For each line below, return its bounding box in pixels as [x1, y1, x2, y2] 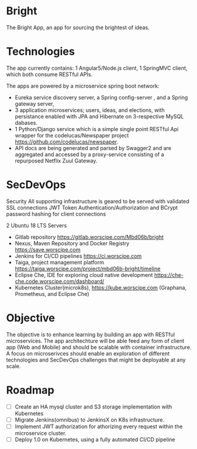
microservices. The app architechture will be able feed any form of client [6, 337, 185, 344]
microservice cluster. [14, 429, 67, 436]
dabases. [14, 119, 37, 126]
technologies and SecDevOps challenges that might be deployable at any [6, 356, 186, 363]
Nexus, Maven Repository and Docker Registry [14, 239, 130, 247]
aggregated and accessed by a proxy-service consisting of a [14, 151, 165, 158]
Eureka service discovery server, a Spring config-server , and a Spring [14, 93, 189, 101]
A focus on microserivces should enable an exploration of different [6, 350, 170, 357]
